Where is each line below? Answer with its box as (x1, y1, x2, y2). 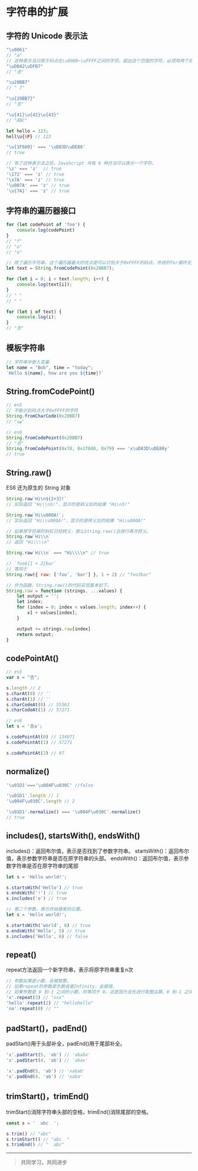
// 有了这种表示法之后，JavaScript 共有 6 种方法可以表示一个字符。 (6, 160, 157, 166)
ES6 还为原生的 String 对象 (6, 484, 71, 491)
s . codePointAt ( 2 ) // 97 (6, 750, 65, 756)
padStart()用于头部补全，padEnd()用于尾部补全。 (6, 1040, 126, 1047)
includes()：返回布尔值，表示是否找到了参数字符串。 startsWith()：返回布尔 (6, 847, 190, 855)
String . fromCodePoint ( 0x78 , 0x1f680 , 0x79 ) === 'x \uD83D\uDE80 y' (6, 446, 170, 452)
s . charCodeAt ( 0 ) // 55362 (6, 701, 70, 707)
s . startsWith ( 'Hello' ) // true (6, 885, 83, 891)
